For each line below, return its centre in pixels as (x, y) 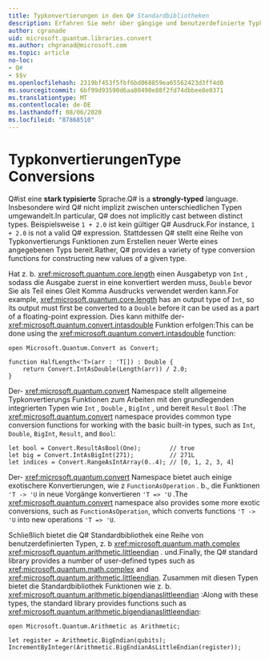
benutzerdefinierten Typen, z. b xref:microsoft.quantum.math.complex (124, 543)
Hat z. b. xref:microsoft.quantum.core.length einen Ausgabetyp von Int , (128, 274)
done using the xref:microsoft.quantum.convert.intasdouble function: (122, 333)
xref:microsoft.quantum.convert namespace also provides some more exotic (134, 502)
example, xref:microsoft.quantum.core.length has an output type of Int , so (131, 299)
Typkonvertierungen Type (95, 160)
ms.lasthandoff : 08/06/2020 (55, 113)
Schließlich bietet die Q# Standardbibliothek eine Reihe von (106, 535)
